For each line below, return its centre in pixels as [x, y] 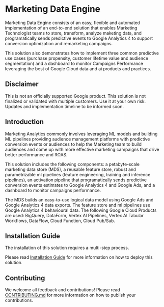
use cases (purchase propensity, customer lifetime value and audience [77, 58]
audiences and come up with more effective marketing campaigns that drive [82, 149]
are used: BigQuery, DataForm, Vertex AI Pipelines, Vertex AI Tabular [74, 215]
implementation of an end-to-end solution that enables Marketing [71, 28]
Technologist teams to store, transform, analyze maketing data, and [73, 33]
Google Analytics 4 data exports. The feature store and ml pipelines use [78, 205]
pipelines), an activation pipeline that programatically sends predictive [76, 180]
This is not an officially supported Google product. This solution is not [76, 96]
